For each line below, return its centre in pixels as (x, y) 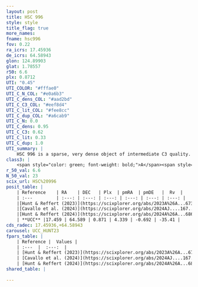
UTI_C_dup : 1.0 (25, 143)
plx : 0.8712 (21, 77)
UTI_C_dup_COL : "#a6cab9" (38, 116)
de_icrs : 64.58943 (29, 55)
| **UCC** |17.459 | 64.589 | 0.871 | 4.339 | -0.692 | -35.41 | (99, 220)
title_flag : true (27, 28)
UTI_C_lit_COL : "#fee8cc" (38, 110)
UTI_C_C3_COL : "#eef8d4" (37, 105)
